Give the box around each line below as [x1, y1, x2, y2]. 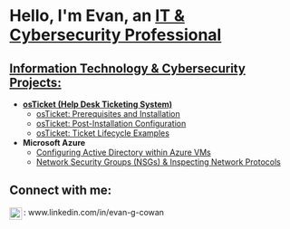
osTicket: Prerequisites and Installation [35, 109, 181, 119]
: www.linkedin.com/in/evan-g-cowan [24, 206, 165, 217]
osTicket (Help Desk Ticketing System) [22, 99, 173, 110]
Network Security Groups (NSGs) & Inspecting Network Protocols [35, 157, 281, 167]
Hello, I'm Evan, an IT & [9, 5, 186, 26]
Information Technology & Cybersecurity [9, 61, 246, 76]
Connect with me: [9, 183, 112, 198]
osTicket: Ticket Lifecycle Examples [35, 128, 170, 138]
